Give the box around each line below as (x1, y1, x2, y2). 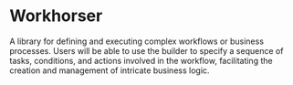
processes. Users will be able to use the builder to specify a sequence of (9, 45, 284, 56)
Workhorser (9, 5, 103, 27)
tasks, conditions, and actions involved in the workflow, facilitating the (9, 55, 273, 66)
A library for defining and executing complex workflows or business (9, 36, 265, 47)
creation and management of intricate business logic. (9, 65, 210, 76)
